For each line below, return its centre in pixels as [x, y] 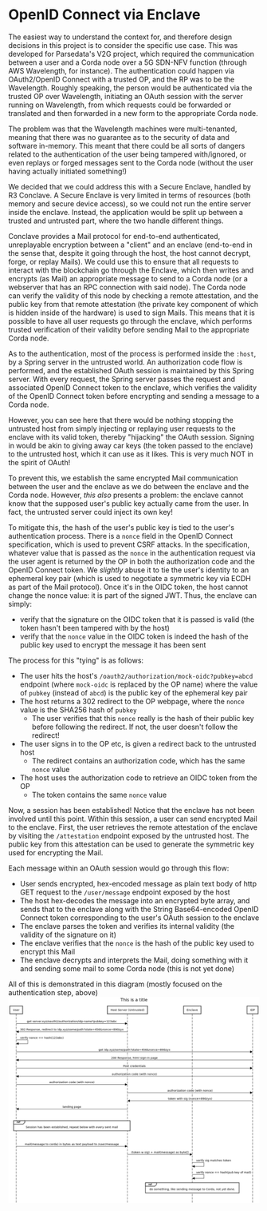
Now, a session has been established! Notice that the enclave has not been [132, 810]
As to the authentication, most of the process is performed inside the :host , [132, 353]
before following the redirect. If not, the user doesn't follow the [135, 727]
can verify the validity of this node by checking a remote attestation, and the [133, 295]
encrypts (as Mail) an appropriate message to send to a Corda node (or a [128, 278]
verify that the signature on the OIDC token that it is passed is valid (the [137, 619]
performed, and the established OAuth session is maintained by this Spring [131, 370]
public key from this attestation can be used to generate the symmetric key [132, 844]
